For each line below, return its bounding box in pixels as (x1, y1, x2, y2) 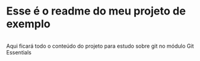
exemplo (6, 17, 51, 31)
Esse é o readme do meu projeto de (6, 4, 186, 18)
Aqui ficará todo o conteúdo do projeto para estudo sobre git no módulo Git (6, 42, 195, 50)
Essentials (6, 48, 32, 56)
